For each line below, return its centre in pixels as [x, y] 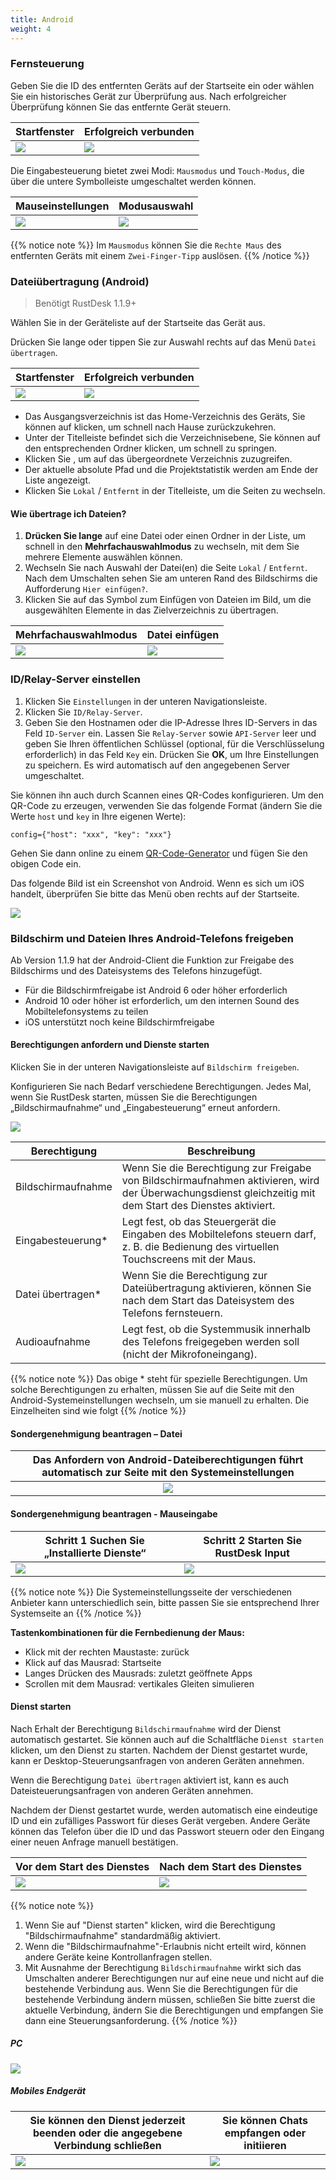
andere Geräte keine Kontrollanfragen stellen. [118, 1957]
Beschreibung [221, 1151]
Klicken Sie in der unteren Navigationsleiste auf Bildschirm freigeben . [155, 1067]
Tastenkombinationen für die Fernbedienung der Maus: [127, 1632]
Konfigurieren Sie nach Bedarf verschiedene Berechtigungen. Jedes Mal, [161, 1087]
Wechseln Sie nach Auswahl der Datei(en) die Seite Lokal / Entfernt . [166, 568]
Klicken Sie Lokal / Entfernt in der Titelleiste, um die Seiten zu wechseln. [175, 491]
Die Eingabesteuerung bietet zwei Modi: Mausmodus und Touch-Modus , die [157, 170]
